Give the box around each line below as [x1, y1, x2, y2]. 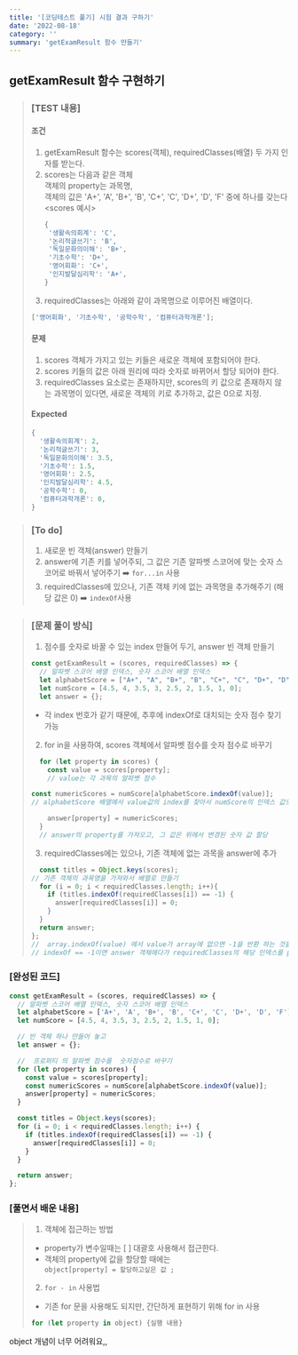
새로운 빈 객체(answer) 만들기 [43, 546, 148, 556]
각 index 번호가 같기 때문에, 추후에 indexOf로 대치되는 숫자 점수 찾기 [43, 709, 282, 720]
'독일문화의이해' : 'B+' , [48, 245, 127, 254]
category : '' [9, 29, 58, 38]
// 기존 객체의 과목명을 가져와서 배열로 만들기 [30, 873, 179, 882]
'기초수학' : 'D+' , [48, 253, 109, 262]
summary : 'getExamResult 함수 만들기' [9, 37, 144, 47]
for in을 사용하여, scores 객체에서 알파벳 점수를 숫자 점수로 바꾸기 [43, 739, 272, 750]
